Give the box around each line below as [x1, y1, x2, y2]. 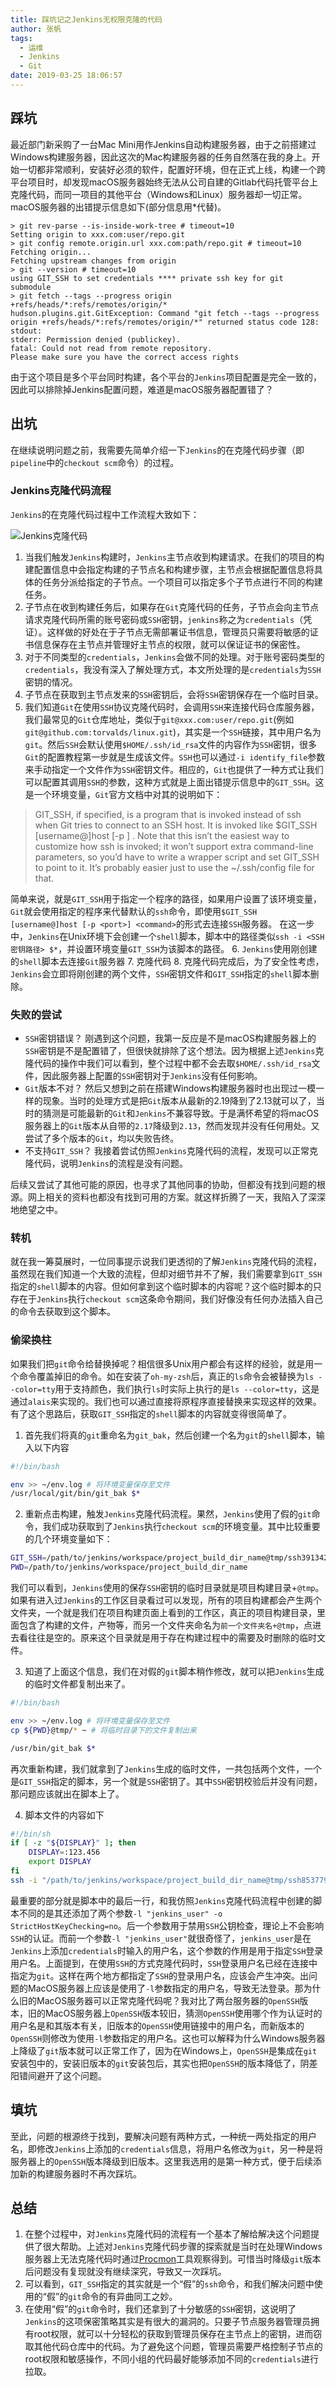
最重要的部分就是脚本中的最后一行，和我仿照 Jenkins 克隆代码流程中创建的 [10, 1894, 314, 1906]
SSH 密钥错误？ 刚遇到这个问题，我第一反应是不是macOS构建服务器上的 [24, 1032, 317, 1045]
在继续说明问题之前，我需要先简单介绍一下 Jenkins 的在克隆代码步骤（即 [10, 444, 305, 456]
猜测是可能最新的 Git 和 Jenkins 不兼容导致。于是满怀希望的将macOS [42, 1107, 320, 1120]
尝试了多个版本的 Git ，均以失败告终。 [24, 1132, 180, 1145]
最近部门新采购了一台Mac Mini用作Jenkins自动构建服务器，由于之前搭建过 [10, 138, 317, 150]
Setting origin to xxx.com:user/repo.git [10, 229, 186, 240]
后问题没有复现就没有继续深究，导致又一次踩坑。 [24, 2266, 227, 2278]
